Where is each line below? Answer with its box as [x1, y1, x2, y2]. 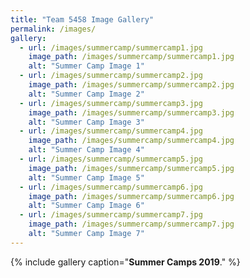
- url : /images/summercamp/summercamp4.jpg [19, 126, 203, 136]
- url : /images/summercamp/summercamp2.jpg [19, 71, 203, 81]
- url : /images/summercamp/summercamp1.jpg [19, 42, 203, 53]
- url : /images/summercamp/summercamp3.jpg [19, 98, 203, 108]
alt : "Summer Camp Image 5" [28, 172, 145, 183]
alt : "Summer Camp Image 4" [28, 145, 145, 155]
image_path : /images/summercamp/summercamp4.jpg [28, 136, 235, 146]
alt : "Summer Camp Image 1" [28, 61, 145, 71]
